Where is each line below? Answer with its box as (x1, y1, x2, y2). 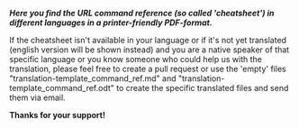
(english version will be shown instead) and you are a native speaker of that (9, 44, 290, 55)
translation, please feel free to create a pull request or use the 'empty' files (9, 63, 286, 74)
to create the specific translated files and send (115, 83, 289, 93)
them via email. (9, 92, 66, 103)
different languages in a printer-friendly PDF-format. (9, 17, 213, 28)
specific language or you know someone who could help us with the (9, 54, 263, 64)
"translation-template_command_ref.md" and (9, 73, 177, 84)
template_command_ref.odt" (9, 83, 115, 93)
